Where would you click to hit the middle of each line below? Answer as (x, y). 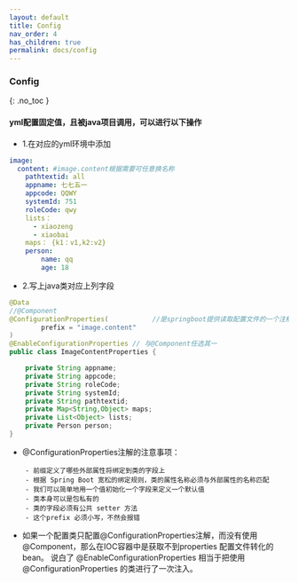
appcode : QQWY (51, 193)
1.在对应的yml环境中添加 (67, 144)
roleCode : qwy (51, 209)
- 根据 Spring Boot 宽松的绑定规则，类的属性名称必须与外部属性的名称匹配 (147, 480)
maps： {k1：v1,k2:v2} (66, 243)
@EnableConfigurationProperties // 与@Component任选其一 (113, 344)
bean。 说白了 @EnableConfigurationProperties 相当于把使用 (133, 557)
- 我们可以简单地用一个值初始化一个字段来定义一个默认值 (115, 489)
